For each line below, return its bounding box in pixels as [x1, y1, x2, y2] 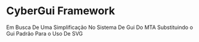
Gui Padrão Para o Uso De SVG [6, 30, 83, 37]
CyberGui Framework [6, 4, 115, 18]
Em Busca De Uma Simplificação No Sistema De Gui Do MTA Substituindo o [6, 24, 194, 31]
